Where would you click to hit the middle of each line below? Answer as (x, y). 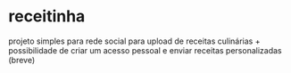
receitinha (47, 16)
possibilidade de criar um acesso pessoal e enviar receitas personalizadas (145, 50)
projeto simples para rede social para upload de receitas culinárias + (134, 41)
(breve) (22, 60)
